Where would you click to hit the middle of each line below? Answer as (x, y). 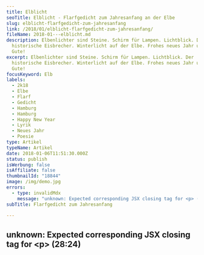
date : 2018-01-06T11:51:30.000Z (47, 153)
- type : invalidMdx (36, 193)
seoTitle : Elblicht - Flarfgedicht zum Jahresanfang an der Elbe (90, 18)
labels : (16, 80)
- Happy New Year (34, 119)
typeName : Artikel (29, 148)
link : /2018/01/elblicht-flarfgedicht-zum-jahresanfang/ (80, 29)
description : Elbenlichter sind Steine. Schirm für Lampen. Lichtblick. (100, 40)
